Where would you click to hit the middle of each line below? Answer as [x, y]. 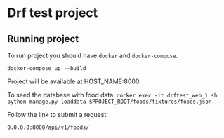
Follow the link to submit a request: [58, 115]
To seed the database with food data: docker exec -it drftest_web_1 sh [112, 95]
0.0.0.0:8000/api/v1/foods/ [48, 127]
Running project [43, 39]
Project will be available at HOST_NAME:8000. [74, 81]
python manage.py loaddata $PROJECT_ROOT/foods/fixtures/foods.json [110, 102]
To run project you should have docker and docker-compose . [93, 55]
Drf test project [53, 13]
